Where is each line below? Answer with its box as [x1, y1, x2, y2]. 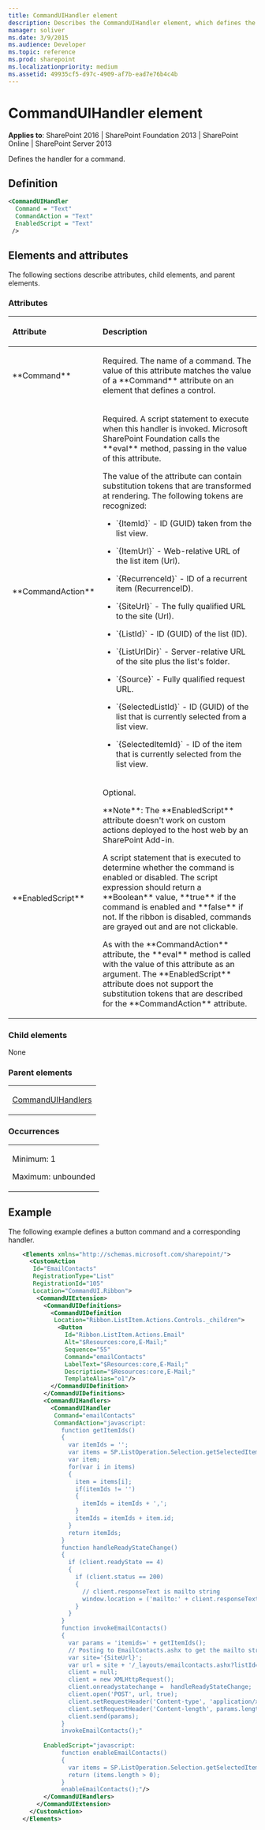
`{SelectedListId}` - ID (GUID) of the [115, 701, 249, 712]
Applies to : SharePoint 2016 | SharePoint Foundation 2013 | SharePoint [8, 130, 239, 140]
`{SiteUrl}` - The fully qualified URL [115, 600, 246, 611]
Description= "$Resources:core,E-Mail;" [64, 1368, 196, 1376]
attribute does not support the [102, 978, 214, 989]
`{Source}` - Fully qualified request [115, 674, 245, 685]
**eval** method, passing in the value [102, 443, 247, 454]
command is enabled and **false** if [102, 901, 244, 912]
